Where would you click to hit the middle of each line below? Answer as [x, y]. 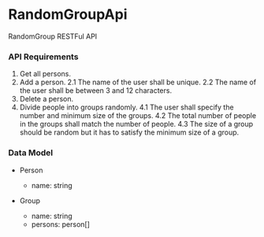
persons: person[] [61, 224]
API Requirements [43, 57]
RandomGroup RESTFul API [53, 36]
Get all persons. [45, 74]
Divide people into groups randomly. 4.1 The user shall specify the [126, 107]
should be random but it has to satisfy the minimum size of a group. [129, 132]
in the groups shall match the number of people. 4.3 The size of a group [136, 124]
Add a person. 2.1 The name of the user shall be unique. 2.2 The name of [138, 82]
